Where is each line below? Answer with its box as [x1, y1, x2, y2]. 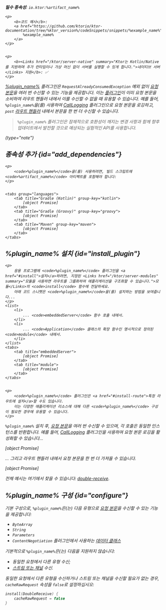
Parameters [12, 533, 35, 538]
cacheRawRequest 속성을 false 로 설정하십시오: [5, 582, 94, 588]
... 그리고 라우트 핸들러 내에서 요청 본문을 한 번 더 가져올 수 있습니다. [5, 455, 136, 461]
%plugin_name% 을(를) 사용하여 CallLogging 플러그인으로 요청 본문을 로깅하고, [5, 102, 154, 108]
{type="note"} [5, 135, 34, 141]
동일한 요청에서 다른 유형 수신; [12, 559, 71, 565]
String [12, 527, 26, 533]
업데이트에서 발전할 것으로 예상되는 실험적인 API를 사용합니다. [17, 125, 137, 131]
